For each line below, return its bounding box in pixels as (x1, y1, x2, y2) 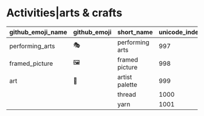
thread (117, 90, 137, 98)
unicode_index (158, 28, 202, 36)
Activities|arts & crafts (6, 6, 123, 20)
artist (117, 72, 132, 81)
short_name (117, 28, 153, 36)
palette (117, 80, 138, 89)
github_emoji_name (9, 28, 68, 36)
